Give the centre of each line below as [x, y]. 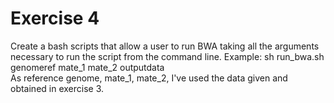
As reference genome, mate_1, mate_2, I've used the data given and [149, 78]
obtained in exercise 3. [57, 88]
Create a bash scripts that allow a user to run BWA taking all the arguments [165, 46]
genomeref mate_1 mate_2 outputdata [87, 67]
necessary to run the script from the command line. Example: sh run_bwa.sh [167, 56]
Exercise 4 [55, 18]
